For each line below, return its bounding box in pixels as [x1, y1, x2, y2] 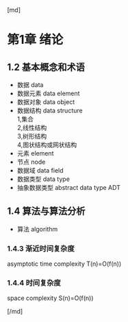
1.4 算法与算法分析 [7, 206, 86, 217]
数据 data [16, 81, 44, 88]
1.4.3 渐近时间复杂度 [7, 243, 75, 253]
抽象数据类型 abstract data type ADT [16, 184, 121, 191]
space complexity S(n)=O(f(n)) [7, 294, 94, 302]
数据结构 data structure [16, 106, 84, 114]
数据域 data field [16, 166, 64, 174]
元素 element [16, 149, 54, 157]
